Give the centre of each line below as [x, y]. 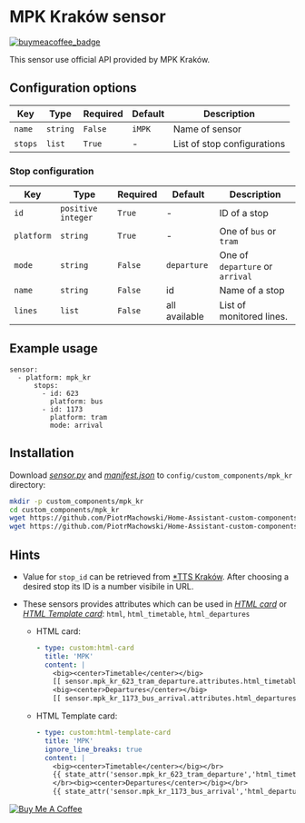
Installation [42, 453]
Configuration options [74, 88]
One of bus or [248, 232]
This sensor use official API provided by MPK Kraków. [110, 59]
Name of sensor [207, 129]
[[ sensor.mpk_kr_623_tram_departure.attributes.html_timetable [177, 682]
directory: [28, 484]
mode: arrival [76, 425]
